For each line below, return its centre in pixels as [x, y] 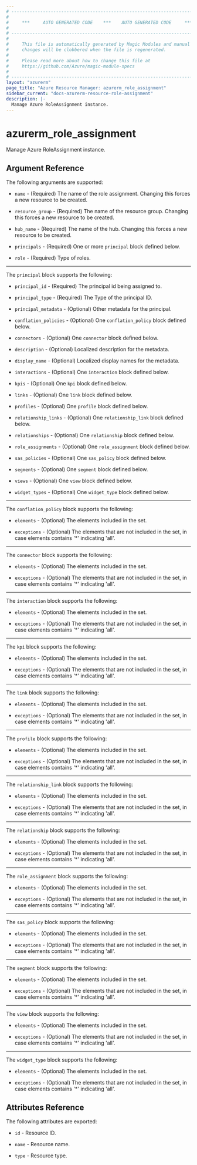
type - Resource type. [41, 1156]
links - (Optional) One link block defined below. [73, 395]
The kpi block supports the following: [51, 647]
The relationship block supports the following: [63, 830]
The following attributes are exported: [52, 1122]
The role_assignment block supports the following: [67, 877]
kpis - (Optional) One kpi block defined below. [71, 384]
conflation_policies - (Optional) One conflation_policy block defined [100, 320]
